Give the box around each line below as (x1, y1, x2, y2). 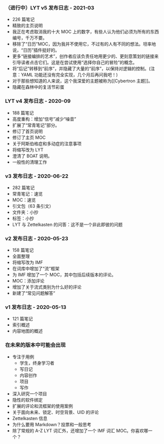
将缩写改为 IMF (12, 259, 43, 265)
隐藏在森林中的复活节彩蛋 (12, 84, 65, 90)
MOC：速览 (12, 197, 36, 203)
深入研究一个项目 (12, 390, 47, 397)
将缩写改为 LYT (12, 147, 43, 153)
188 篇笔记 (12, 110, 34, 116)
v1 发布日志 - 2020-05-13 (5, 304, 66, 311)
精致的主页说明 (12, 23, 43, 29)
